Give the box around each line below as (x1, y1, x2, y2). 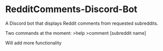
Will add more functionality (5, 39, 62, 46)
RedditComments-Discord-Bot (5, 4, 138, 15)
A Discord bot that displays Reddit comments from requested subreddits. (5, 20, 158, 26)
